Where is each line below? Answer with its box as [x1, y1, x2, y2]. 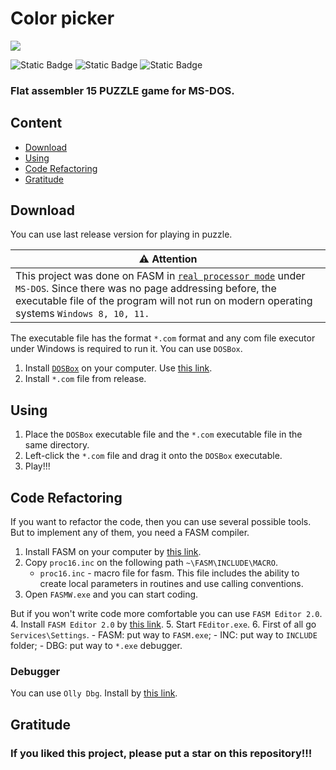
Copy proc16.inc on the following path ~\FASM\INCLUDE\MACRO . [24, 557, 278, 569]
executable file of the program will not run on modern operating [15, 294, 313, 308]
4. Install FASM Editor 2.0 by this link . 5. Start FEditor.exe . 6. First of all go [10, 618, 317, 631]
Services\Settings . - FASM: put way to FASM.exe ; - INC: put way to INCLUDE [10, 629, 318, 641]
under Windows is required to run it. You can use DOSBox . [10, 343, 243, 355]
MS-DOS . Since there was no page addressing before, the [15, 282, 277, 296]
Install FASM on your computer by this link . [24, 546, 202, 558]
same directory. [24, 439, 90, 451]
